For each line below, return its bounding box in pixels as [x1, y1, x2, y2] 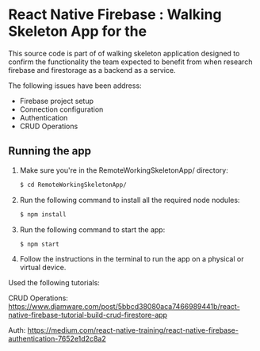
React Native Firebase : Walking [8, 6, 222, 24]
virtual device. [19, 263, 67, 273]
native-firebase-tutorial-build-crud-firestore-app [8, 311, 168, 320]
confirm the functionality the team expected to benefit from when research [8, 57, 253, 67]
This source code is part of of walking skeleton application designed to [8, 48, 240, 58]
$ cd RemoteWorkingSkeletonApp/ [19, 181, 127, 189]
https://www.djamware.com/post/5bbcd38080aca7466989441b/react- [8, 302, 240, 311]
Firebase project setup [19, 96, 94, 105]
